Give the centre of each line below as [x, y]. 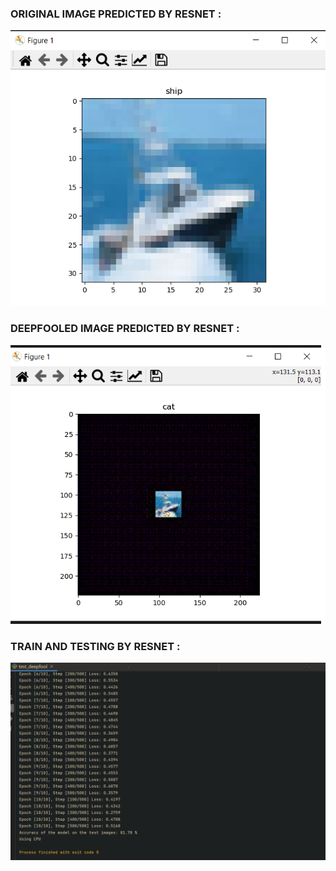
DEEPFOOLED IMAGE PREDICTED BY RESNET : [125, 329]
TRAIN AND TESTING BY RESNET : [95, 646]
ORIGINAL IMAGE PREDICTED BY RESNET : [116, 14]
